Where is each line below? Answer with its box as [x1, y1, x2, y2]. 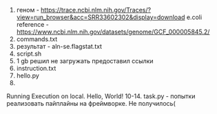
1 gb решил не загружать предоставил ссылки [16, 57, 154, 65]
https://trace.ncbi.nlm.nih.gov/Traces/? [40, 6, 152, 14]
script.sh [16, 49, 42, 58]
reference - [16, 21, 49, 28]
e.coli [186, 13, 203, 21]
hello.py [16, 71, 39, 80]
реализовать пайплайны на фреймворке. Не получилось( [6, 100, 176, 107]
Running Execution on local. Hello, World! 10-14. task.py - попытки [6, 92, 196, 100]
